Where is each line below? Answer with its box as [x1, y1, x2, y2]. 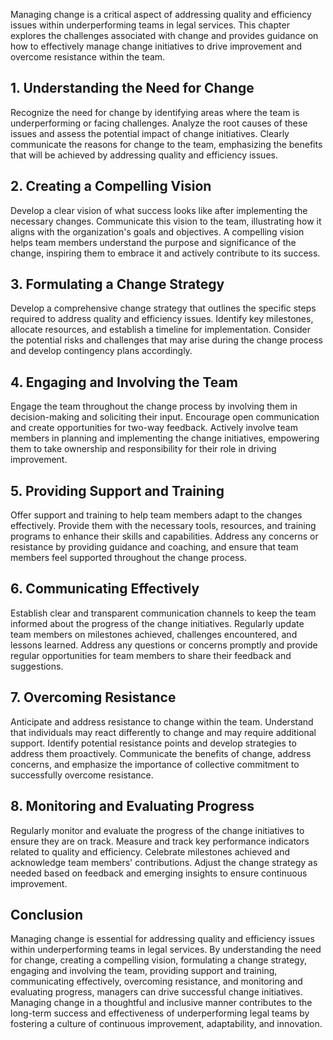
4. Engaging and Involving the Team [10, 374, 238, 391]
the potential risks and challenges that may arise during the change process [10, 334, 323, 346]
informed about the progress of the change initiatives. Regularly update [10, 617, 305, 629]
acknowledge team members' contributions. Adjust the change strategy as [10, 856, 318, 868]
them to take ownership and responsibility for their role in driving [10, 443, 277, 455]
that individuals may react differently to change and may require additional [10, 726, 317, 738]
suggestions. [10, 660, 64, 672]
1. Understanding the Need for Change [10, 80, 255, 97]
